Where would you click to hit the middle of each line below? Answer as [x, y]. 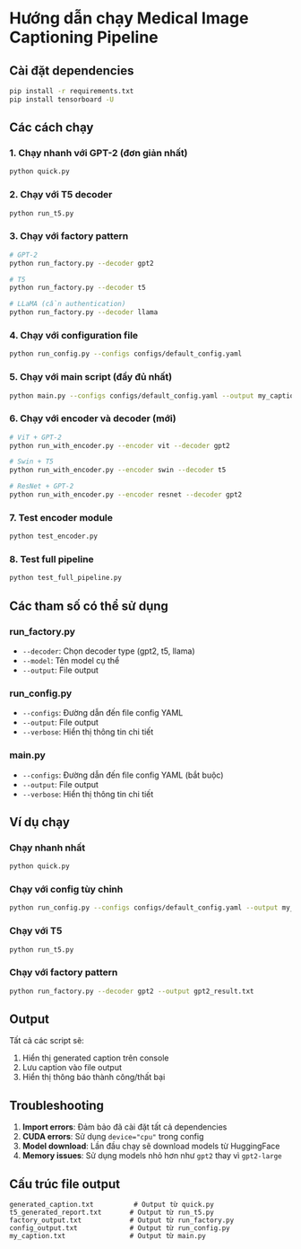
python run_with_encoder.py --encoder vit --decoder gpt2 [120, 445]
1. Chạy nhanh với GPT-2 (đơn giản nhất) [99, 154]
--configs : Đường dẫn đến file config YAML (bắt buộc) [123, 775]
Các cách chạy [52, 128]
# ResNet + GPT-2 [42, 487]
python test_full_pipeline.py [66, 578]
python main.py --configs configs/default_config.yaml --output [132, 396]
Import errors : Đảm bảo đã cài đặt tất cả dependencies [125, 1127]
